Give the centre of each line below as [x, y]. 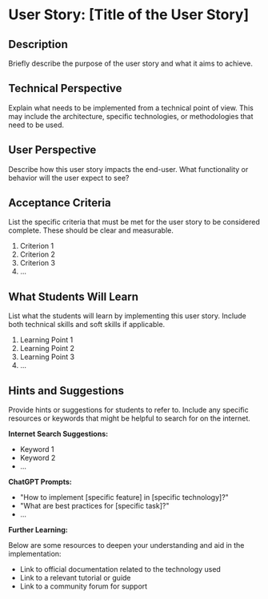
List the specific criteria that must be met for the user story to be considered [134, 222]
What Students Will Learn [73, 296]
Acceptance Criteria [60, 203]
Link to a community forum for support [84, 586]
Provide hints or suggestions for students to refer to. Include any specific [129, 410]
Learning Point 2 [47, 349]
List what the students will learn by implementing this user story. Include [127, 316]
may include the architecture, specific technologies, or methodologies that [131, 116]
